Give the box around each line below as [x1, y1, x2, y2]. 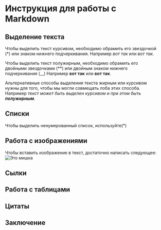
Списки [5, 110, 30, 118]
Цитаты [5, 202, 30, 210]
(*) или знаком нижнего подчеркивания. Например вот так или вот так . [5, 51, 154, 57]
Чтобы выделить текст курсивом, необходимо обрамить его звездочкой [5, 46, 157, 51]
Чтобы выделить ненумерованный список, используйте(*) [5, 122, 127, 128]
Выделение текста [5, 33, 65, 41]
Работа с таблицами [5, 186, 71, 194]
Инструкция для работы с [5, 3, 117, 14]
